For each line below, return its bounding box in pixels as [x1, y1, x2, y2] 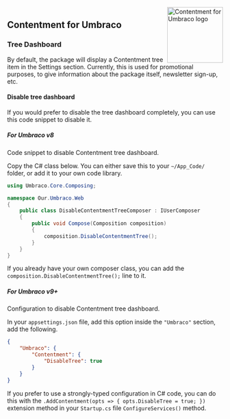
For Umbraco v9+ [7, 287, 58, 296]
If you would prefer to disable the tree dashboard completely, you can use [7, 108, 216, 116]
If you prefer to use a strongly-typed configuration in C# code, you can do [7, 389, 216, 397]
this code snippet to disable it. [7, 115, 92, 123]
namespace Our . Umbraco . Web [7, 195, 84, 202]
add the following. [7, 325, 58, 333]
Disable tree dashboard [7, 93, 75, 101]
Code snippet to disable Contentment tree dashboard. [7, 148, 159, 156]
